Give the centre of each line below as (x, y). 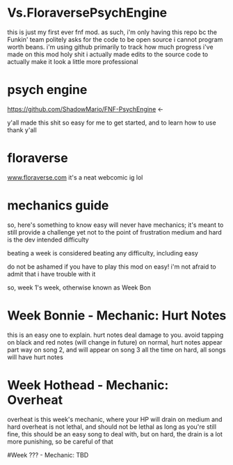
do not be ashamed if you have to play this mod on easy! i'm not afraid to (112, 267)
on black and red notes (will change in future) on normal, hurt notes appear (115, 342)
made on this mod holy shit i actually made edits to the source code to (108, 54)
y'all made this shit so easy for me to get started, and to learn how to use (112, 123)
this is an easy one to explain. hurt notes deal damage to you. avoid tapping (115, 335)
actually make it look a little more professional (73, 61)
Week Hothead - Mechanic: (88, 385)
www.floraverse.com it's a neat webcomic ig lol (75, 177)
